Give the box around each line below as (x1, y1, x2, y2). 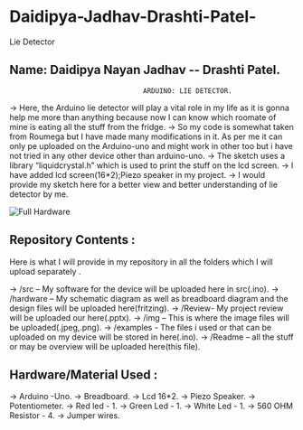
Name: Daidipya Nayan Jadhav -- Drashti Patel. (9, 62, 280, 78)
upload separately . (9, 266, 81, 276)
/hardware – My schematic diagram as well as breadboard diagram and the (9, 293, 289, 304)
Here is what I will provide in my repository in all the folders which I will (9, 256, 273, 267)
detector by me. (9, 188, 69, 200)
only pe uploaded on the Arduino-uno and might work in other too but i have (9, 140, 294, 151)
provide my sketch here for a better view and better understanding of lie (9, 179, 279, 190)
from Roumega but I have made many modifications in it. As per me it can (9, 131, 283, 142)
